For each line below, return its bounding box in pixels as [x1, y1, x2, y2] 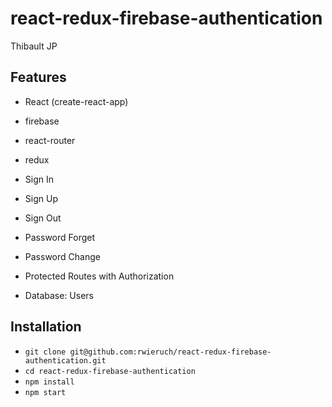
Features [10, 69, 67, 86]
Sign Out [24, 212, 62, 224]
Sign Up [24, 192, 58, 204]
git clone [24, 347, 67, 357]
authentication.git [24, 355, 107, 366]
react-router [24, 134, 76, 146]
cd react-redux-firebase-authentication [24, 366, 196, 376]
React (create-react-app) [24, 95, 129, 107]
